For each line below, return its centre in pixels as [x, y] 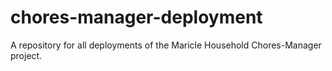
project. [26, 55]
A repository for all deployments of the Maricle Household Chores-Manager [166, 45]
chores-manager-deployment [136, 17]
